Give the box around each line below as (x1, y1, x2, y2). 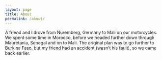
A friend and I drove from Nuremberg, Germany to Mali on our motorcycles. (5, 30, 158, 36)
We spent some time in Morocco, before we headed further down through (5, 35, 155, 40)
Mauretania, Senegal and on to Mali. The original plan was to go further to (5, 40, 155, 46)
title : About (5, 12, 32, 17)
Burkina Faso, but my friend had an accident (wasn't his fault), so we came (5, 45, 157, 51)
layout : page (5, 7, 32, 12)
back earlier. (5, 50, 30, 56)
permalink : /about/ (5, 16, 45, 21)
